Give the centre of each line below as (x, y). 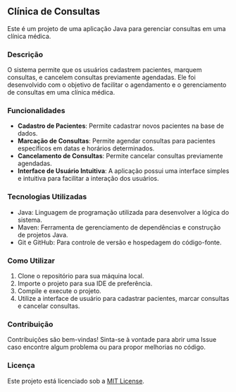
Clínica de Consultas (54, 12)
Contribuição (30, 324)
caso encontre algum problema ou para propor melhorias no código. (106, 347)
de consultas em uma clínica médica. (61, 93)
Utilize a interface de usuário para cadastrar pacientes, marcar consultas (123, 298)
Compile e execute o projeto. (60, 291)
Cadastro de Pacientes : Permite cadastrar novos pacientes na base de (120, 126)
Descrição (25, 54)
